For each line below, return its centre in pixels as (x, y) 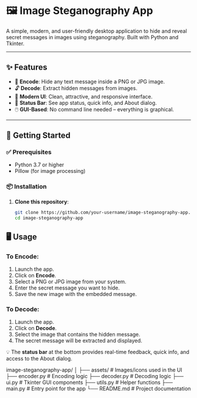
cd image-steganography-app (49, 218)
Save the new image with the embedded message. (76, 294)
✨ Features (27, 67)
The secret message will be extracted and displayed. (78, 341)
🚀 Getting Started (38, 136)
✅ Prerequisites (29, 152)
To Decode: (23, 309)
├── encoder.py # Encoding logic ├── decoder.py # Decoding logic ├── (95, 376)
